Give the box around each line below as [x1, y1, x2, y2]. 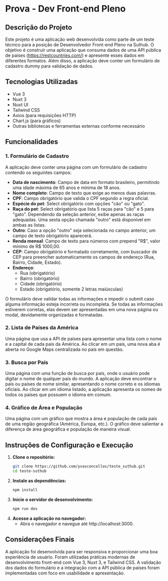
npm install [12, 487, 38, 493]
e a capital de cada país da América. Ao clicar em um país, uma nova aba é [5, 341, 160, 347]
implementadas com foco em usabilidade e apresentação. [5, 570, 125, 576]
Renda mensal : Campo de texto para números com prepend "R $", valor [12, 238, 160, 244]
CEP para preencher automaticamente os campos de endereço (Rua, [12, 254, 155, 260]
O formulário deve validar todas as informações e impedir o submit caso [5, 296, 154, 302]
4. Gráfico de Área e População [5, 404, 83, 411]
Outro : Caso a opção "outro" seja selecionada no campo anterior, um [12, 227, 156, 233]
